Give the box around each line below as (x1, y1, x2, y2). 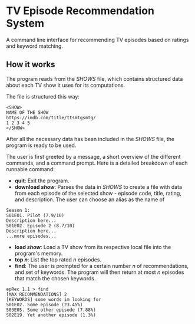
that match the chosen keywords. (14, 274, 96, 282)
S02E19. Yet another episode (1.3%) (6, 312, 96, 318)
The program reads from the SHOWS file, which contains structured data (6, 75, 183, 82)
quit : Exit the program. (14, 177, 70, 184)
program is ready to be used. (6, 142, 77, 149)
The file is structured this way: (6, 93, 80, 100)
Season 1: (6, 207, 31, 213)
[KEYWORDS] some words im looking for (6, 296, 101, 302)
